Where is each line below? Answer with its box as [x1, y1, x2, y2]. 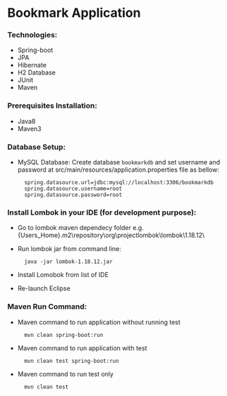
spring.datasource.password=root [24, 191, 123, 198]
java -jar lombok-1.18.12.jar [24, 258, 113, 265]
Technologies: [7, 30, 58, 40]
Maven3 [17, 124, 42, 133]
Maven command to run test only [17, 369, 114, 378]
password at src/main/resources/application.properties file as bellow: [17, 165, 220, 174]
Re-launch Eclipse [17, 284, 70, 293]
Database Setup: [7, 142, 66, 152]
